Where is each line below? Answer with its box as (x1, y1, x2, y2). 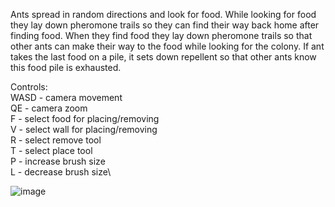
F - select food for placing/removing (10, 113, 160, 124)
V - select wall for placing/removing (10, 124, 158, 135)
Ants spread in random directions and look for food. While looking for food (10, 9, 317, 20)
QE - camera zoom (10, 102, 88, 114)
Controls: (10, 81, 48, 93)
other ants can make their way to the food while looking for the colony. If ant (10, 40, 325, 52)
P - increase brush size (10, 155, 106, 167)
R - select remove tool (10, 134, 102, 146)
